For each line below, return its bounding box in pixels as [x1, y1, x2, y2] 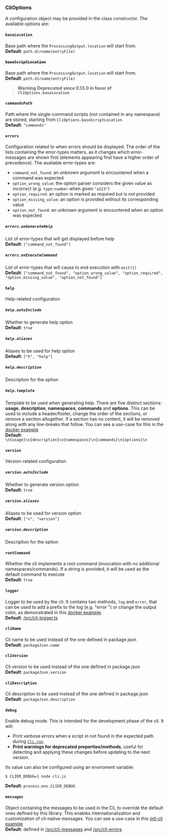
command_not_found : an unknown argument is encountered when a [12, 169, 149, 175]
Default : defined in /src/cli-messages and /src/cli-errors [5, 826, 122, 832]
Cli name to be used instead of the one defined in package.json [5, 636, 137, 642]
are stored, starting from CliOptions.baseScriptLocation [5, 116, 122, 123]
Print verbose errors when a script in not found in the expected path [12, 733, 154, 739]
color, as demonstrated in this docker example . [5, 609, 103, 615]
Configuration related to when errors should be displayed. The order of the [5, 144, 160, 150]
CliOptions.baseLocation [17, 90, 70, 95]
